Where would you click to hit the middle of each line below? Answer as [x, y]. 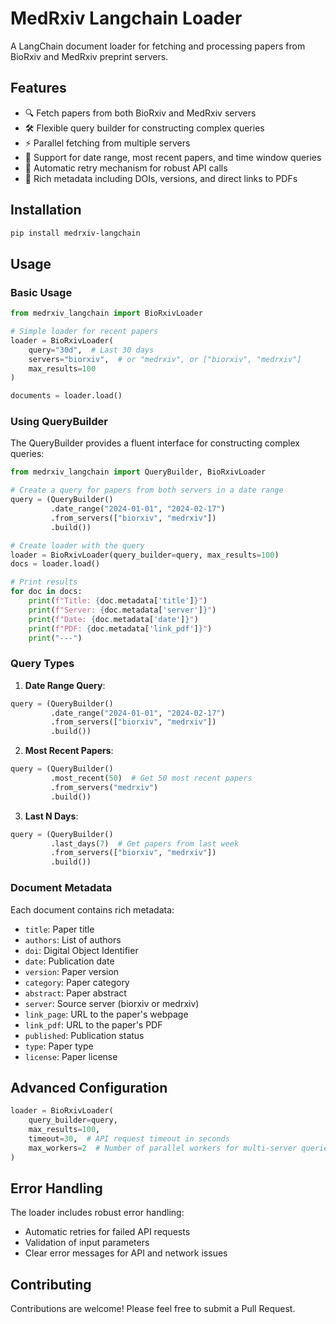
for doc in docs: [46, 592]
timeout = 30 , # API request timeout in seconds [129, 1138]
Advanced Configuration [89, 1087]
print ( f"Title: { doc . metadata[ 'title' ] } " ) [118, 601]
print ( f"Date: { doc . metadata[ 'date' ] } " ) [113, 619]
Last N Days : [51, 816]
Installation [46, 210]
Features [38, 88]
